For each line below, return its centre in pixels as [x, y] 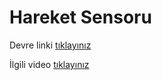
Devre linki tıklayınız [50, 45]
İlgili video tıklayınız [49, 64]
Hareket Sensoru [80, 17]
